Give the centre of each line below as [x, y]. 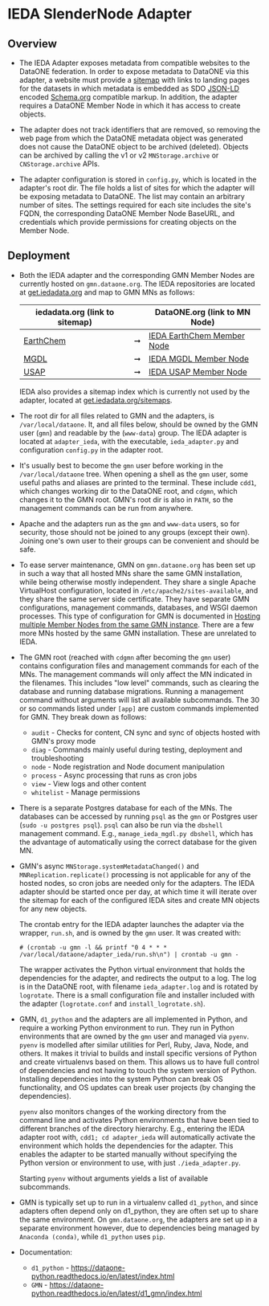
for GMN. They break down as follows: [83, 716]
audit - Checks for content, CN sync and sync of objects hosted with [145, 733]
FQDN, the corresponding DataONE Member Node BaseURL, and [127, 213]
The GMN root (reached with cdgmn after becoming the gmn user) [125, 657]
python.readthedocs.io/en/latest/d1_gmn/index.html [116, 1293]
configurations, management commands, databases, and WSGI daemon [138, 607]
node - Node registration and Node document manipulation [128, 766]
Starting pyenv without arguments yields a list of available [114, 1178]
